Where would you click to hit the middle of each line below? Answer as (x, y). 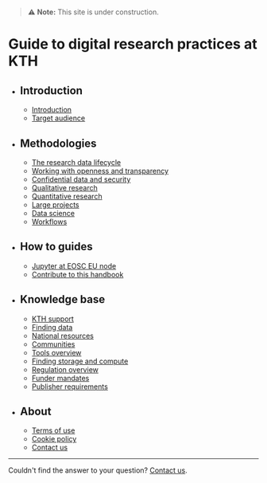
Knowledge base (62, 299)
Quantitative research (67, 196)
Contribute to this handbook (77, 274)
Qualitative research (64, 188)
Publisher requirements (70, 387)
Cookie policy (54, 439)
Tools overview (56, 352)
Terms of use (53, 430)
